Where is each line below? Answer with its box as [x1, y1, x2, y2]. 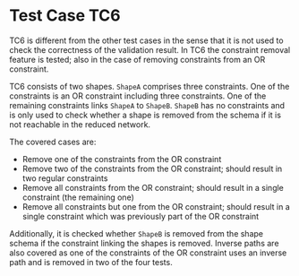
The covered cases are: [9, 136, 97, 147]
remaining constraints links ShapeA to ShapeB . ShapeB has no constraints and [9, 99, 285, 110]
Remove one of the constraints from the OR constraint [21, 153, 222, 164]
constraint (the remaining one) [21, 192, 134, 203]
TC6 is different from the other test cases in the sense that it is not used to [9, 35, 284, 46]
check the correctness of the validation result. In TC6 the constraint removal [9, 44, 291, 55]
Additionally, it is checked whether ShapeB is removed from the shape [9, 228, 264, 238]
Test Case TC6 [9, 5, 121, 26]
